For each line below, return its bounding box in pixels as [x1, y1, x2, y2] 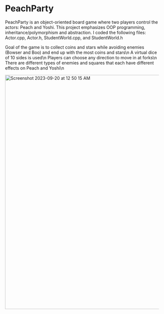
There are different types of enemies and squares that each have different [5, 60, 154, 66]
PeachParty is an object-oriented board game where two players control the [5, 19, 158, 25]
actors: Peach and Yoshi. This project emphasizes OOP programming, [5, 24, 145, 30]
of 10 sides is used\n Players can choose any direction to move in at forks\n [5, 54, 157, 60]
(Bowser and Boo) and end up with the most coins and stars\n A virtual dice [5, 49, 157, 55]
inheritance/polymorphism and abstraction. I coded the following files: [5, 29, 146, 35]
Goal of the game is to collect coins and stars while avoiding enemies [5, 44, 144, 50]
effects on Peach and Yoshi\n [5, 65, 64, 71]
